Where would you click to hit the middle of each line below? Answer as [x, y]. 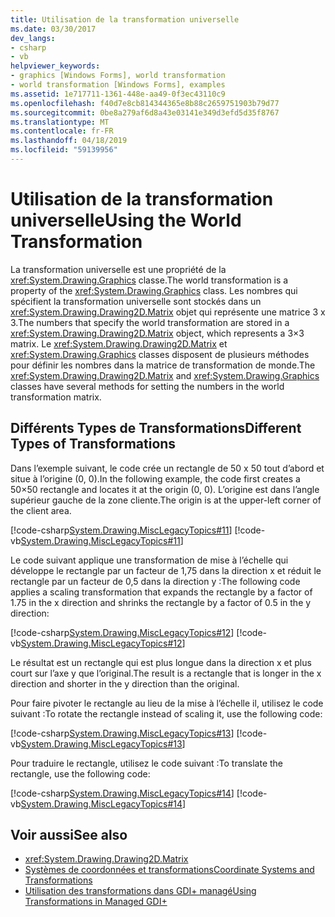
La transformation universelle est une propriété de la [118, 269]
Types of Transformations [93, 444]
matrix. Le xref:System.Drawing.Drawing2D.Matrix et [119, 343]
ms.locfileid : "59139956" [64, 150]
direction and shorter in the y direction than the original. [125, 683]
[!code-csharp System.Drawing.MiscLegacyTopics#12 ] [122, 632]
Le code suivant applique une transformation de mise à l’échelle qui [149, 560]
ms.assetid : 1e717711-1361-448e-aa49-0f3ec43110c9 [118, 94]
